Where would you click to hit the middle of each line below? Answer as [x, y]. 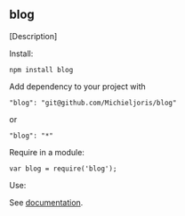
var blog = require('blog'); [63, 169]
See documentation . [46, 202]
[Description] [33, 36]
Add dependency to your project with [78, 86]
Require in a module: [47, 152]
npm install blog [41, 70]
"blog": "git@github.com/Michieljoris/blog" [93, 103]
